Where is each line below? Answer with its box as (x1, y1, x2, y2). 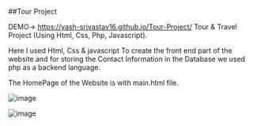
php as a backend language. (8, 63, 101, 72)
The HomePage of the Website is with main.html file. (8, 78, 179, 87)
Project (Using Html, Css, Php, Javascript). (8, 31, 148, 40)
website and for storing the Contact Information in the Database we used (8, 55, 246, 63)
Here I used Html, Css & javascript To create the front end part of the (8, 46, 232, 55)
